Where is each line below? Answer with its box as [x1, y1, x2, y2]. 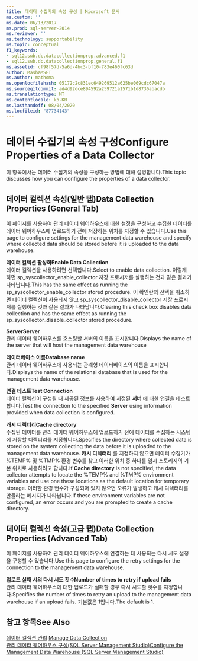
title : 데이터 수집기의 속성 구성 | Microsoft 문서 [6, 8, 120, 15]
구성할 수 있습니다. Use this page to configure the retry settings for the [12, 557, 180, 564]
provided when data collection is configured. [6, 409, 115, 416]
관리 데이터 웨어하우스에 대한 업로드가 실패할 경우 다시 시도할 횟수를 [6, 583, 163, 590]
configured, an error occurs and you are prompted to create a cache [6, 499, 173, 506]
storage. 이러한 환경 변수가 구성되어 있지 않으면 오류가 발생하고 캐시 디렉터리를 [6, 484, 189, 492]
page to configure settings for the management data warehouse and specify [6, 234, 192, 241]
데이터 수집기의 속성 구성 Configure [6, 135, 170, 149]
